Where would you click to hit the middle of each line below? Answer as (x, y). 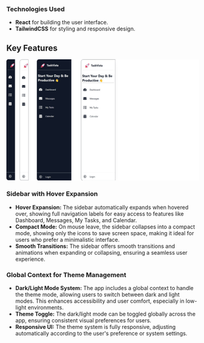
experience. (30, 259)
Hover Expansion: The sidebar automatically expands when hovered (102, 207)
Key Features (32, 48)
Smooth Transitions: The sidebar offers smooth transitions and (95, 246)
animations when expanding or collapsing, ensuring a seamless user (101, 252)
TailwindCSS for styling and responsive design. (75, 29)
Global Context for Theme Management (66, 275)
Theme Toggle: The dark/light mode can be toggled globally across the (105, 314)
